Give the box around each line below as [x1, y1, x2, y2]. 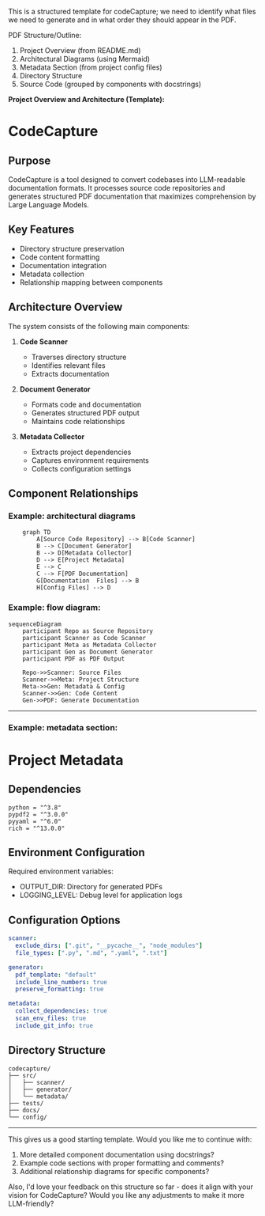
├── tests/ [8, 1099, 44, 1107]
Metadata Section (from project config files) [19, 63, 163, 72]
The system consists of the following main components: [8, 321, 190, 331]
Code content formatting [19, 252, 100, 262]
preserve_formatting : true [15, 985, 104, 994]
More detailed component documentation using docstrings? [19, 1150, 215, 1159]
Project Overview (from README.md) [19, 46, 141, 55]
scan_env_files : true [15, 1014, 87, 1023]
